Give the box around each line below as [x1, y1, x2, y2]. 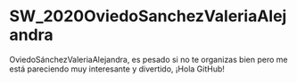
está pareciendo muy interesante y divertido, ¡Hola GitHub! [9, 64, 226, 74]
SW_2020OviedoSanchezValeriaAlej [9, 6, 287, 26]
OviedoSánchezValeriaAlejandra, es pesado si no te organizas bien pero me [9, 54, 288, 64]
